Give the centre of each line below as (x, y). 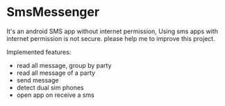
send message (37, 80)
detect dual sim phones (50, 87)
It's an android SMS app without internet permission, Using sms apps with (112, 31)
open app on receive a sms (55, 95)
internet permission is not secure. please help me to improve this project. (111, 38)
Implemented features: (39, 52)
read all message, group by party (64, 65)
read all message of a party (56, 73)
